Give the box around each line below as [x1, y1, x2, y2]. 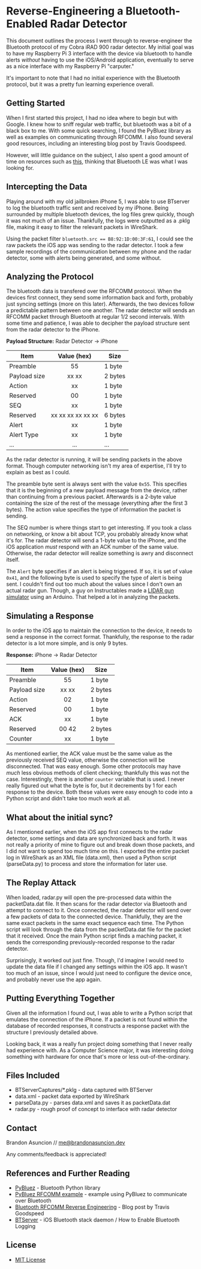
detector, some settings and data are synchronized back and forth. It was [6, 835, 188, 842]
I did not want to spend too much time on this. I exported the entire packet [6, 848, 190, 854]
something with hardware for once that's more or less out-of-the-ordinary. [6, 1053, 190, 1060]
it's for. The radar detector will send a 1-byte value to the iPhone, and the [6, 537, 187, 544]
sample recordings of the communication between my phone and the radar [6, 248, 192, 255]
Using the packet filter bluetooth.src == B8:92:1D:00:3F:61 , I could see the [6, 235, 193, 242]
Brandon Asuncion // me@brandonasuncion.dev [6, 1139, 125, 1146]
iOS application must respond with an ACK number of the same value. [6, 544, 179, 551]
